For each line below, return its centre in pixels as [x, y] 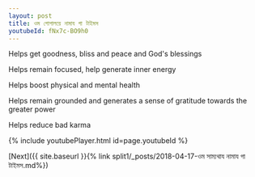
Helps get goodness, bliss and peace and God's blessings [105, 54]
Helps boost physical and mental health [74, 85]
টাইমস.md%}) [28, 166]
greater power [32, 109]
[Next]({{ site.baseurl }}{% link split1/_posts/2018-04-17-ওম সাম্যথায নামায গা [127, 156]
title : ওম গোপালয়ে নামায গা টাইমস [53, 23]
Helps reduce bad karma [50, 125]
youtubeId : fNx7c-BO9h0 [49, 31]
